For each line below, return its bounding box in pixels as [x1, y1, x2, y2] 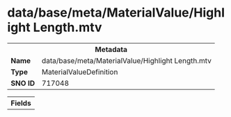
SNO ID [10, 78, 35, 88]
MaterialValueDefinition [41, 67, 118, 77]
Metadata [95, 44, 127, 54]
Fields [10, 98, 31, 108]
